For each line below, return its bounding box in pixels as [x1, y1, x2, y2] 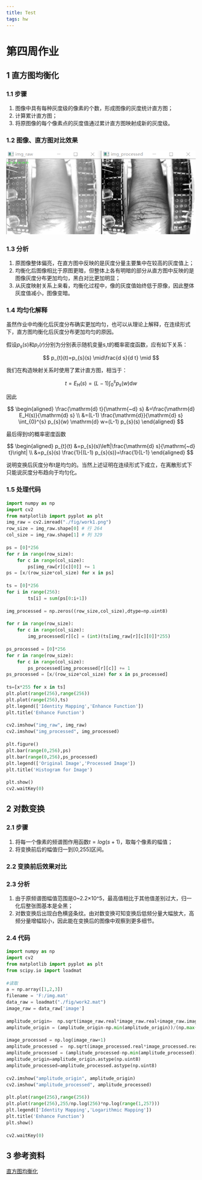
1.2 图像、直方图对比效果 [6, 136, 78, 144]
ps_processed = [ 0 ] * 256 [6, 646, 66, 652]
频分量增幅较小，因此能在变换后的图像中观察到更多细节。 [14, 917, 158, 924]
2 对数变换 [6, 804, 45, 814]
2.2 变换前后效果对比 [6, 862, 67, 870]
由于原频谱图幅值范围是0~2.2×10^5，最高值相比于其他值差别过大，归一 [14, 894, 192, 902]
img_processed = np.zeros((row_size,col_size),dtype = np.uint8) [6, 608, 168, 614]
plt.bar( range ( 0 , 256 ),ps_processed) [6, 754, 98, 760]
